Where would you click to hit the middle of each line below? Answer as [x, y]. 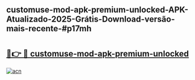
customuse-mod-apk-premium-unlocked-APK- [97, 10]
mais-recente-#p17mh [49, 29]
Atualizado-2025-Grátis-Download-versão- [91, 20]
